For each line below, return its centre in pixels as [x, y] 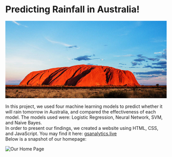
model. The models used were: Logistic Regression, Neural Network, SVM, [84, 117]
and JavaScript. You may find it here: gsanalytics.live [61, 133]
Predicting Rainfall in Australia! [72, 9]
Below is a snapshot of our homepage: [46, 139]
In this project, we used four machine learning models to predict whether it [84, 106]
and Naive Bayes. [24, 123]
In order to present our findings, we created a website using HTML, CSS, [82, 128]
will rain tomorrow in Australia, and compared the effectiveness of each [81, 112]
